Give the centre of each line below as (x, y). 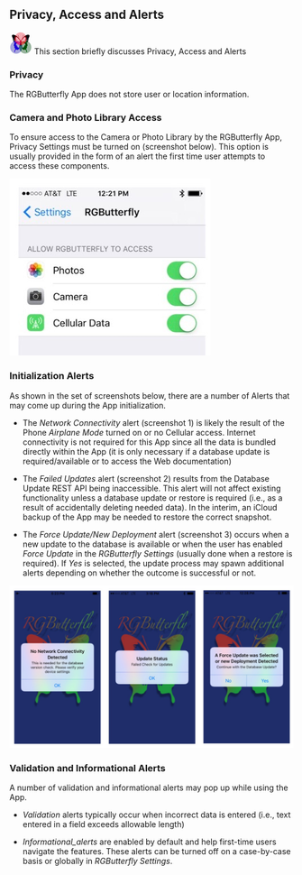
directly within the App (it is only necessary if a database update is (146, 451)
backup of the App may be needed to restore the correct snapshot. (147, 517)
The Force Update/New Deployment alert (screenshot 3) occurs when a (156, 534)
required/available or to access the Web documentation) (127, 461)
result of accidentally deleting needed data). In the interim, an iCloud (150, 507)
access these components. (59, 166)
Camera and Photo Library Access (86, 118)
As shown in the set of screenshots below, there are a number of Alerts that (150, 395)
